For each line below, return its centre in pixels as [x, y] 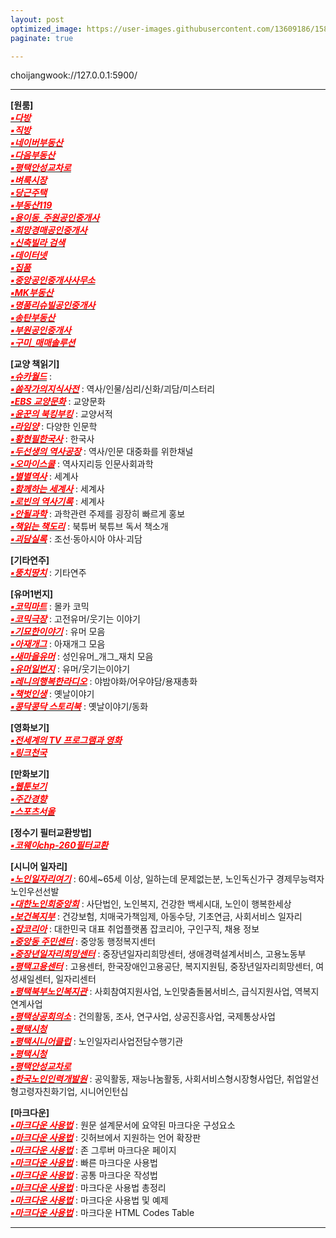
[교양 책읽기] [35, 364]
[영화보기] [30, 728]
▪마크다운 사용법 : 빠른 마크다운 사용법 [84, 1163]
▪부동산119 [31, 205]
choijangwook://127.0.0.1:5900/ [74, 75]
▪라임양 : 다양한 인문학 [54, 427]
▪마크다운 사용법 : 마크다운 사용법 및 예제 [89, 1200]
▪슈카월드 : [31, 377]
